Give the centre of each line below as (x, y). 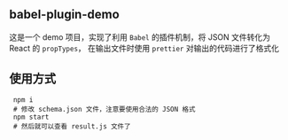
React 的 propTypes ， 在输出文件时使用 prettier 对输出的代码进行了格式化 (144, 48)
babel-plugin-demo (64, 15)
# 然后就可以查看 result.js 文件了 (72, 126)
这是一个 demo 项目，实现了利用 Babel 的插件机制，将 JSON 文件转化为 (140, 37)
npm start (31, 117)
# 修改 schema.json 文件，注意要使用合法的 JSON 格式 (104, 109)
